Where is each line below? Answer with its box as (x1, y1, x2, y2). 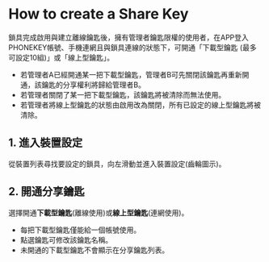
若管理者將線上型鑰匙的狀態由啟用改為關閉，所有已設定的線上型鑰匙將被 (19, 100, 261, 110)
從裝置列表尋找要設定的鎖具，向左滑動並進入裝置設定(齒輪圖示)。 (8, 159, 226, 168)
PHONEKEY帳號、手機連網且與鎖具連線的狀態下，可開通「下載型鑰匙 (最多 (8, 42, 257, 52)
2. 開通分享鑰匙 (8, 185, 85, 198)
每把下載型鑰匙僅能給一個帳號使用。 (19, 225, 141, 235)
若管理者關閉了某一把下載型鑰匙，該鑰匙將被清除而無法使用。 (19, 89, 226, 99)
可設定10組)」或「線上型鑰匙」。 (8, 52, 115, 62)
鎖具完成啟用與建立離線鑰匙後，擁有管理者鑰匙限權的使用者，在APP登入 (8, 32, 249, 42)
